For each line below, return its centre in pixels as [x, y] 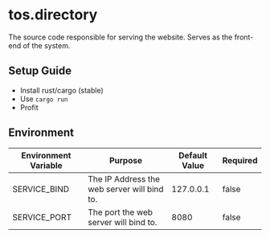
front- [244, 37]
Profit [29, 107]
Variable [46, 165]
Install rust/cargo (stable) [62, 90]
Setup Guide [40, 71]
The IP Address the [124, 178]
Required [240, 160]
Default [193, 155]
